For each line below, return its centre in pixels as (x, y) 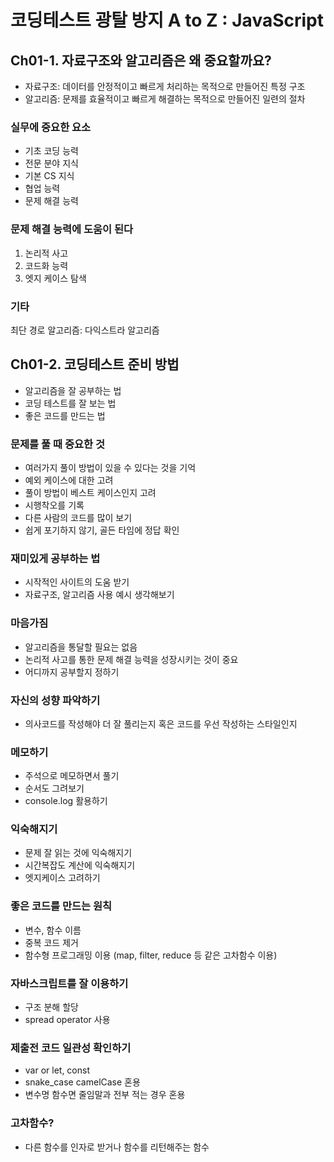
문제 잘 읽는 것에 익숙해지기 (78, 853)
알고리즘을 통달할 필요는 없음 (81, 647)
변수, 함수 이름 (53, 930)
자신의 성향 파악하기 (55, 700)
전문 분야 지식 (51, 163)
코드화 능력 (46, 265)
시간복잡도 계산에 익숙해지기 (80, 865)
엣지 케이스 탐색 (55, 278)
